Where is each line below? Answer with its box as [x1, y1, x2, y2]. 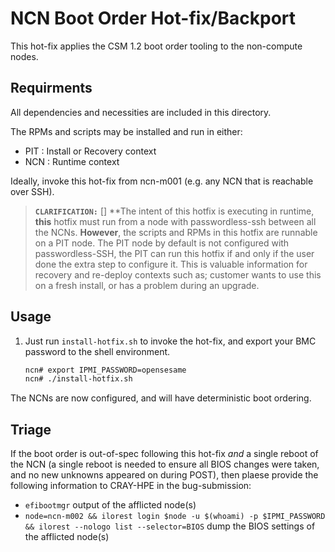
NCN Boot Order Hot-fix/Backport [10, 7, 297, 30]
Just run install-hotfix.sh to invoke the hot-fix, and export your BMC [24, 335, 317, 347]
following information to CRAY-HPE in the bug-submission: [10, 480, 252, 492]
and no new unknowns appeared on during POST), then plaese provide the [10, 469, 319, 481]
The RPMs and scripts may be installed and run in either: [10, 125, 243, 137]
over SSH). [10, 185, 55, 197]
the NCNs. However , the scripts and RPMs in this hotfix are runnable [34, 226, 318, 238]
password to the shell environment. [24, 345, 171, 357]
